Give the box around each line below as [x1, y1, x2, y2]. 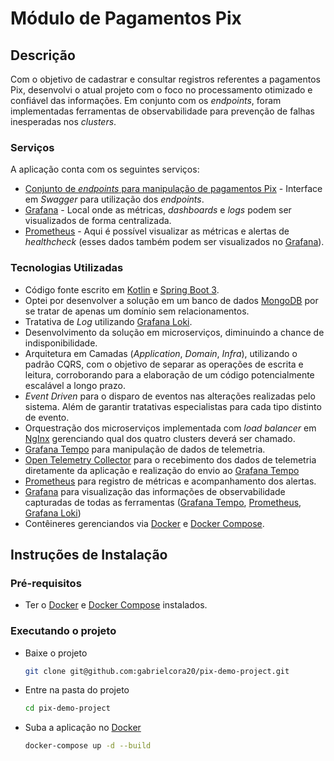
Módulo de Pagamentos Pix [10, 7, 242, 30]
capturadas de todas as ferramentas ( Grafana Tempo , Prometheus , [24, 496, 302, 508]
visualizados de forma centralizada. [24, 215, 172, 227]
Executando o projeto [10, 624, 117, 638]
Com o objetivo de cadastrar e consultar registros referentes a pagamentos [10, 73, 321, 85]
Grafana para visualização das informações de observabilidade [24, 485, 286, 497]
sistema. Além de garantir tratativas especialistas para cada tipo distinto [24, 400, 322, 412]
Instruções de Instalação [10, 546, 168, 563]
